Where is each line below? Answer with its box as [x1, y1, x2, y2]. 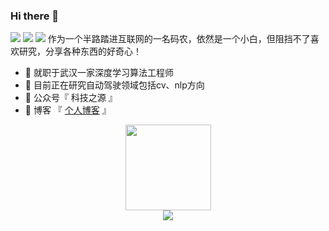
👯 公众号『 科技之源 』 [24, 92, 118, 104]
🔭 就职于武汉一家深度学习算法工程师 [24, 67, 174, 79]
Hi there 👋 [10, 9, 60, 23]
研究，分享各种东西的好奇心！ [18, 45, 142, 58]
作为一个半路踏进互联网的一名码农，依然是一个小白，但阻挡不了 [47, 33, 311, 45]
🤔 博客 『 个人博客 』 [24, 104, 112, 116]
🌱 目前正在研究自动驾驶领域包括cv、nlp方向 [24, 79, 205, 91]
